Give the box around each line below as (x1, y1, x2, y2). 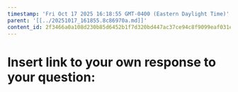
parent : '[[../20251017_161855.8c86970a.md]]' (7, 17, 147, 24)
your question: (7, 69, 96, 85)
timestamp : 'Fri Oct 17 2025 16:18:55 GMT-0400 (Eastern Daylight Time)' (7, 10, 230, 18)
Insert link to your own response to (7, 54, 216, 70)
